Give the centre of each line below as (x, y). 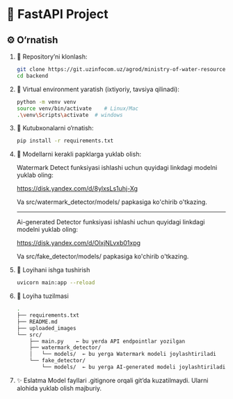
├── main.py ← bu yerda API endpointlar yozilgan (107, 341)
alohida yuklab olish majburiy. (59, 388)
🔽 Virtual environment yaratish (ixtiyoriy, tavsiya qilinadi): (98, 89)
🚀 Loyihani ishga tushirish (53, 270)
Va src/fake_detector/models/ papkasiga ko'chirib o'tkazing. (103, 256)
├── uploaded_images (46, 328)
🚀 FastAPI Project (57, 14)
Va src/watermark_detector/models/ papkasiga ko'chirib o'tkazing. (112, 202)
